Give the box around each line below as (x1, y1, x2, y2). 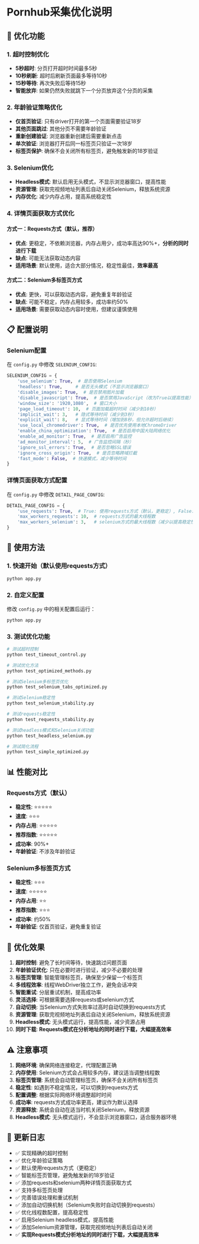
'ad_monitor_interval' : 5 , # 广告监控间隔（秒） (17, 439, 134, 445)
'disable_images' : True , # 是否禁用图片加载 (17, 390, 125, 395)
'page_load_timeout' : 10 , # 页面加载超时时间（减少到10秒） (17, 406, 158, 412)
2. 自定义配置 (6, 591, 44, 599)
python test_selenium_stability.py (6, 700, 94, 706)
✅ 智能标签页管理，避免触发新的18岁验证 (15, 1172, 115, 1179)
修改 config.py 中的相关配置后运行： (6, 605, 96, 613)
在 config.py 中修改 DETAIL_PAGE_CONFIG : (6, 490, 105, 498)
